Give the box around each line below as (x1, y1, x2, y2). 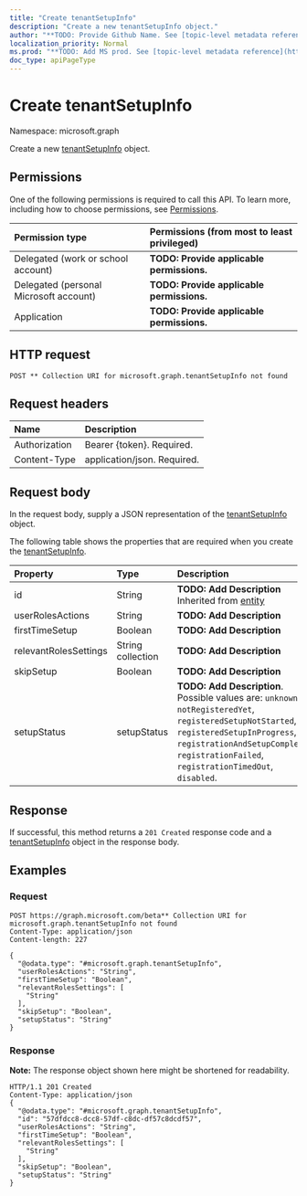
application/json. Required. (84, 453, 199, 466)
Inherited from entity (176, 595, 265, 608)
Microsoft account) (14, 290, 97, 302)
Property (14, 567, 54, 580)
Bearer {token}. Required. (84, 439, 194, 451)
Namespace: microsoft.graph (9, 125, 120, 136)
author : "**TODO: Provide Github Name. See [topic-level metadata (9, 30, 268, 39)
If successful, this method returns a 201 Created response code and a (9, 827, 272, 837)
